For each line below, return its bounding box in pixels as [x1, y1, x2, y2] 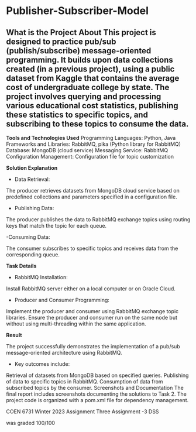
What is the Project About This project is [6, 28, 157, 37]
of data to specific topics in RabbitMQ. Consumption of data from [6, 378, 163, 385]
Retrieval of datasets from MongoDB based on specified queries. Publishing [6, 372, 189, 379]
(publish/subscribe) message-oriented [6, 46, 152, 56]
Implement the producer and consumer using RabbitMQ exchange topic [6, 308, 179, 314]
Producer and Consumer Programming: [14, 297, 110, 303]
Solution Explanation [6, 164, 58, 171]
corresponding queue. [6, 251, 60, 258]
